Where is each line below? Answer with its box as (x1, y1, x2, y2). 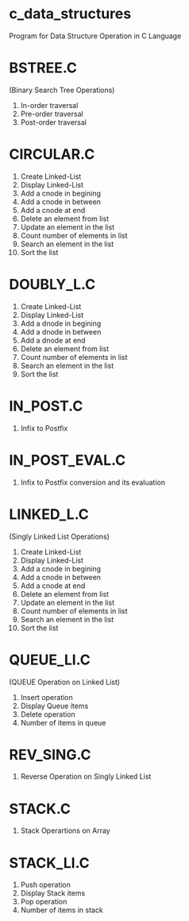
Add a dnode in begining (20, 319, 102, 328)
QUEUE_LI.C (9, 651, 91, 668)
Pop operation (20, 897, 67, 907)
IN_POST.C (9, 397, 83, 415)
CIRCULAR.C (9, 145, 95, 164)
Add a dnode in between (20, 327, 102, 336)
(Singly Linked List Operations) (9, 532, 110, 541)
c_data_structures (9, 5, 132, 23)
